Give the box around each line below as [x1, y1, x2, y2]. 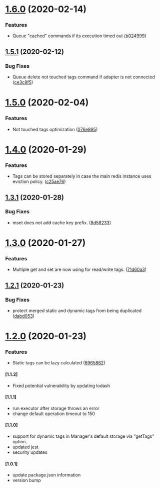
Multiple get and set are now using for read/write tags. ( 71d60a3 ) [12, 266, 146, 272]
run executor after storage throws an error [12, 405, 99, 411]
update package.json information [12, 472, 81, 478]
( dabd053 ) [12, 313, 35, 319]
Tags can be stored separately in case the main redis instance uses [12, 173, 151, 179]
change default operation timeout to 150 [12, 411, 95, 417]
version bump [12, 477, 41, 483]
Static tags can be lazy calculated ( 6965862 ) [12, 360, 105, 366]
